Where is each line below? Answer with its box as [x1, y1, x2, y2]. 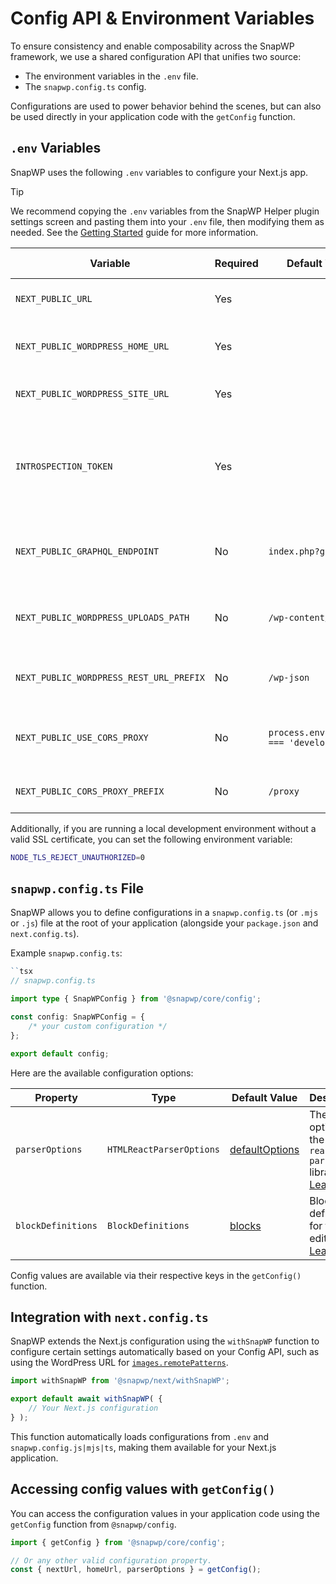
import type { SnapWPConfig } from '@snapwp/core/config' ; [10, 994, 262, 1004]
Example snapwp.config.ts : [10, 947, 123, 959]
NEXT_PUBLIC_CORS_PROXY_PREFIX [15, 785, 165, 797]
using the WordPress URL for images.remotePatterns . [10, 1357, 229, 1369]
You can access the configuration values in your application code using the [10, 1507, 320, 1519]
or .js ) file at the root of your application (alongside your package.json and [10, 917, 319, 929]
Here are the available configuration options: [10, 1067, 194, 1079]
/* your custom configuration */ [28, 1021, 168, 1031]
